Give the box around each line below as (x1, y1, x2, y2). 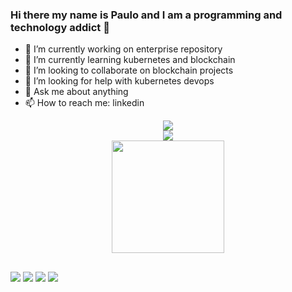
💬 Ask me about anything (24, 86, 129, 98)
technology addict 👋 (10, 20, 110, 34)
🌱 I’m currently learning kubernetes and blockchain (24, 54, 236, 66)
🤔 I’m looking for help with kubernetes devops (24, 75, 215, 87)
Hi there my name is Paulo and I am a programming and (10, 8, 283, 22)
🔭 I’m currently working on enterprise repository (24, 43, 223, 55)
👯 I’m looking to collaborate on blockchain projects (24, 64, 234, 77)
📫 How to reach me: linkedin (24, 97, 145, 109)
